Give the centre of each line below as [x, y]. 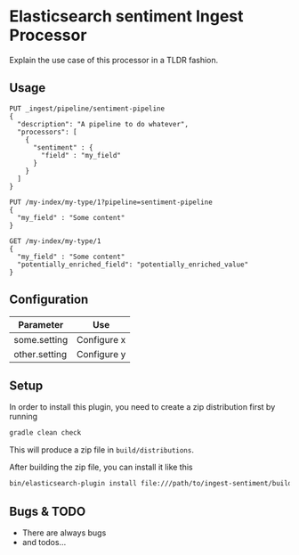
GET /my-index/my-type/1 [55, 241]
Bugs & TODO [48, 511]
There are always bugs [64, 533]
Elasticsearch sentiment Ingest [126, 16]
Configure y [101, 354]
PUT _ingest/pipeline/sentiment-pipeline [87, 109]
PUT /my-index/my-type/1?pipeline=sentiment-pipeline [111, 202]
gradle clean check [45, 433]
